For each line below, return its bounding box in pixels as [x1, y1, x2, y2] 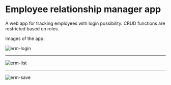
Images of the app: [5, 35, 45, 41]
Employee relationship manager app [5, 4, 161, 15]
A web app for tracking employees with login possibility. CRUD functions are [5, 20, 165, 26]
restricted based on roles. [5, 25, 60, 31]
